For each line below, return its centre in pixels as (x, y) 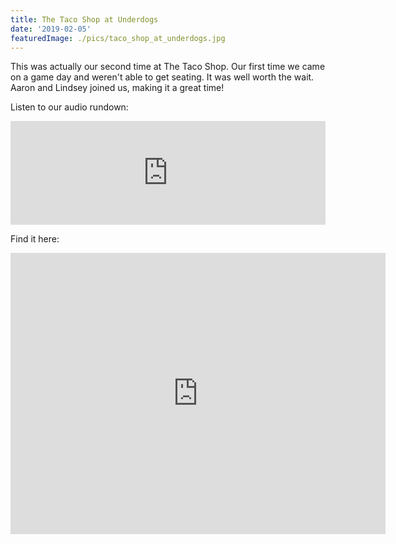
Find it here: (35, 239)
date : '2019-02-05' (51, 29)
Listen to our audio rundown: (69, 107)
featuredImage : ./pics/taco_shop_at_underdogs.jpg (118, 38)
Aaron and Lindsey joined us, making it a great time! (117, 88)
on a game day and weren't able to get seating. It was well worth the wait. (162, 77)
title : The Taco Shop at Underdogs (84, 19)
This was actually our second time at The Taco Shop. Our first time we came (168, 67)
